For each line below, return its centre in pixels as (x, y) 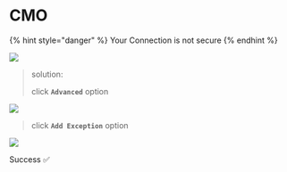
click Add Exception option (80, 125)
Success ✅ (30, 159)
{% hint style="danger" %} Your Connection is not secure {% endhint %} (144, 40)
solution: (47, 74)
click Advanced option (70, 91)
